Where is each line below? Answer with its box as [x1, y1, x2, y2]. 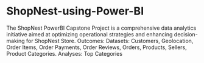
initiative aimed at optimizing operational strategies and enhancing [6, 30, 173, 38]
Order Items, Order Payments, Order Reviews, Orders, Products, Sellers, [6, 44, 187, 51]
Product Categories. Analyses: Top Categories [6, 50, 123, 57]
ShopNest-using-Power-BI [6, 4, 144, 18]
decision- [174, 30, 198, 38]
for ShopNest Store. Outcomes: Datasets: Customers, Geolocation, [26, 37, 194, 44]
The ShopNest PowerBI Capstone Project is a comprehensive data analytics [6, 24, 197, 31]
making [6, 37, 26, 44]
